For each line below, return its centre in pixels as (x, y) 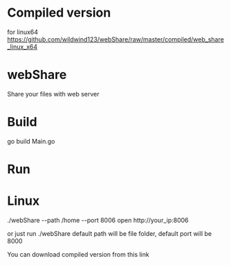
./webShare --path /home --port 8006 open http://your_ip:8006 (98, 220)
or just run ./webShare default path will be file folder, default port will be (110, 233)
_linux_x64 (22, 46)
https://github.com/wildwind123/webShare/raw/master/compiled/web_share (116, 39)
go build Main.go (31, 141)
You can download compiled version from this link (78, 254)
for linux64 (23, 32)
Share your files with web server (53, 94)
